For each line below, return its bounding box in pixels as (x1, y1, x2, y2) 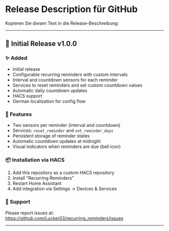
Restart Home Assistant (12, 180, 62, 187)
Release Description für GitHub (5, 4, 138, 15)
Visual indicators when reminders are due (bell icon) (12, 143, 121, 149)
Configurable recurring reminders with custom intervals (12, 71, 128, 78)
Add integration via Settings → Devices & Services (12, 186, 117, 192)
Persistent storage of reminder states (12, 132, 90, 139)
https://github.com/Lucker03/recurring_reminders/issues (5, 215, 124, 221)
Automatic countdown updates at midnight (12, 138, 101, 144)
